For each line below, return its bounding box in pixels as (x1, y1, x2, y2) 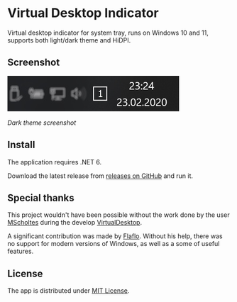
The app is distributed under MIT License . (7, 286, 130, 295)
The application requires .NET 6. (7, 157, 101, 166)
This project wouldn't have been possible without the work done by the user (7, 211, 230, 219)
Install (7, 139, 35, 151)
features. (7, 247, 34, 256)
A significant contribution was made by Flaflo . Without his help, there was (7, 232, 223, 240)
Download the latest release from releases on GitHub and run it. (7, 172, 194, 180)
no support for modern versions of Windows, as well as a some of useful (7, 240, 220, 248)
